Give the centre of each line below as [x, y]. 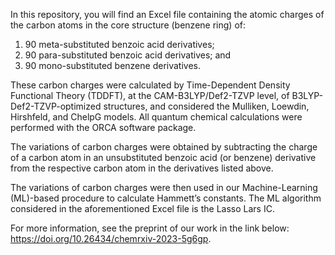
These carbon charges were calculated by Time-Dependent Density [150, 85]
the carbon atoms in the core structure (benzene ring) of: [128, 25]
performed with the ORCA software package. [103, 127]
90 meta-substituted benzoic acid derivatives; [119, 44]
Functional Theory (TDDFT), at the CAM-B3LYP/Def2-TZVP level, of [150, 95]
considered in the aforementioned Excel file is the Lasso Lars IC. [142, 208]
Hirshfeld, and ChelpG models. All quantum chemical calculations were [156, 117]
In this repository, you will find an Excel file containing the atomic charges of [167, 14]
